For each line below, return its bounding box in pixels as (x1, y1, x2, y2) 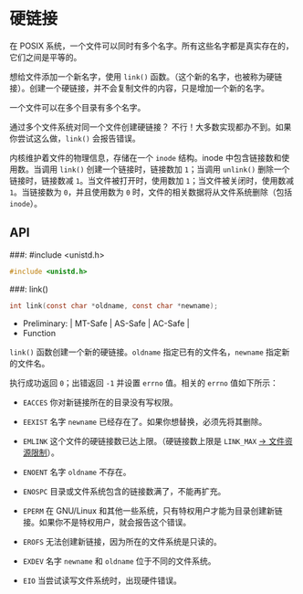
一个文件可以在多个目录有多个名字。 (9, 101, 146, 112)
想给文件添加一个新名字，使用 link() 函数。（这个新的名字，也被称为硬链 (9, 70, 283, 82)
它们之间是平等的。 (9, 51, 82, 62)
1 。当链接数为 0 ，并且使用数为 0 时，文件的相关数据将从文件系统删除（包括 (9, 186, 293, 197)
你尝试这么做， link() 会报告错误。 (9, 133, 141, 143)
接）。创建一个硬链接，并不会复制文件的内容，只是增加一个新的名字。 (9, 82, 269, 93)
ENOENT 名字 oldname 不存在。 (22, 466, 131, 477)
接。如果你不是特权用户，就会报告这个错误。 (22, 516, 192, 527)
